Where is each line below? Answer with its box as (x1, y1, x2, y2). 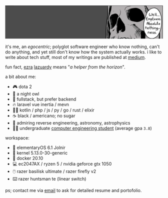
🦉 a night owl (12, 90, 39, 96)
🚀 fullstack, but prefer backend (12, 96, 76, 102)
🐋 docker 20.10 (12, 155, 43, 161)
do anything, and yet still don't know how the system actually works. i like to (5, 48, 162, 55)
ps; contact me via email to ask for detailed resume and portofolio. (5, 187, 142, 193)
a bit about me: (5, 73, 36, 79)
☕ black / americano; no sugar (12, 112, 76, 118)
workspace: (5, 134, 29, 140)
